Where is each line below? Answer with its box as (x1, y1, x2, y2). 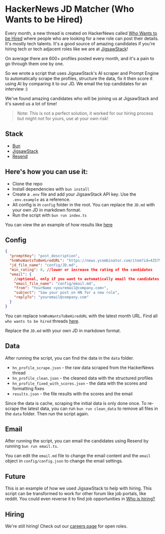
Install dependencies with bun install (12, 186, 90, 192)
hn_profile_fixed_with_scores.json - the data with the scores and (12, 380, 147, 386)
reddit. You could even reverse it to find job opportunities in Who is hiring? (5, 496, 156, 502)
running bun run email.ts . (5, 443, 58, 449)
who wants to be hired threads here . (5, 318, 80, 324)
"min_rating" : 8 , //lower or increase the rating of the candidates (9, 267, 153, 272)
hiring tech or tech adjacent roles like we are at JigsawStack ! (5, 46, 129, 52)
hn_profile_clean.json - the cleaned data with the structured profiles (12, 375, 153, 381)
